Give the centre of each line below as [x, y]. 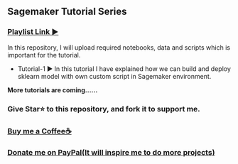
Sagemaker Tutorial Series [67, 12]
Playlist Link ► [33, 32]
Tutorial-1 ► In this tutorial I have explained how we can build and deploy [124, 69]
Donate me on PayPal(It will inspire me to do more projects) [111, 153]
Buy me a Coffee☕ [40, 131]
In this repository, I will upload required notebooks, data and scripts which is [119, 47]
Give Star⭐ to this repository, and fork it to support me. [104, 109]
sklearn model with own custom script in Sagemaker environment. [114, 76]
